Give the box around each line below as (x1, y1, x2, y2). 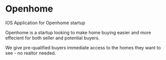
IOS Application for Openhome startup (5, 20, 85, 26)
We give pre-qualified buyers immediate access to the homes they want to (5, 44, 161, 50)
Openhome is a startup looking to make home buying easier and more (5, 29, 151, 35)
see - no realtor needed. (5, 50, 56, 56)
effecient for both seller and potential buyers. (5, 35, 100, 41)
